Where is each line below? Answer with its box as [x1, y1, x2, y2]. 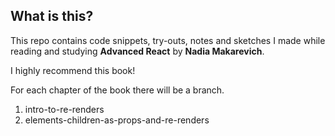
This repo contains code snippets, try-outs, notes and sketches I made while [10, 34, 326, 46]
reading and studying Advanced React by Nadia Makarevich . [10, 45, 265, 57]
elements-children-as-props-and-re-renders [24, 114, 210, 126]
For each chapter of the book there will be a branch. [10, 84, 225, 96]
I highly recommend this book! [10, 64, 136, 76]
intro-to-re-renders [24, 103, 105, 115]
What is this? [10, 8, 94, 25]
